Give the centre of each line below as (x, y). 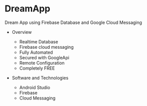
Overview (22, 32)
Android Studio (35, 87)
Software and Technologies (40, 78)
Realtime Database (39, 42)
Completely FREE (37, 68)
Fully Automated (36, 52)
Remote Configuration (42, 63)
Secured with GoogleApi (44, 57)
